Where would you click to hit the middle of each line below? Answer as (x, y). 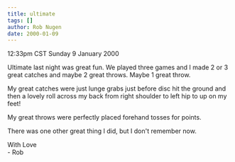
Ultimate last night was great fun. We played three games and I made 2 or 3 (118, 67)
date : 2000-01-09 (33, 34)
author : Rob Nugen (34, 27)
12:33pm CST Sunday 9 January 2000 (63, 54)
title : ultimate (31, 14)
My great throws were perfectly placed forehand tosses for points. (104, 117)
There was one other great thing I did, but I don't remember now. (102, 131)
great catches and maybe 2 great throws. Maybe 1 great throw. (99, 75)
